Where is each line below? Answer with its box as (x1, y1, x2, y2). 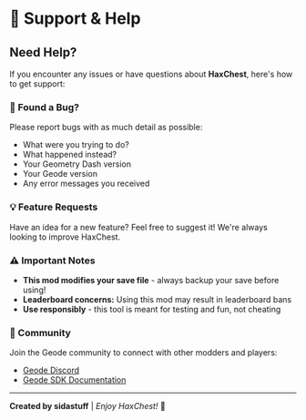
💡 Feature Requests (9, 200, 98, 213)
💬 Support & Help (9, 8, 141, 29)
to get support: (9, 78, 66, 89)
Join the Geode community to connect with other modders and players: (9, 347, 278, 358)
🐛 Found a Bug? (9, 100, 80, 113)
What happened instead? (22, 149, 117, 160)
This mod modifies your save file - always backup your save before (22, 274, 280, 285)
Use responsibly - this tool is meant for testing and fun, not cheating (22, 303, 281, 314)
